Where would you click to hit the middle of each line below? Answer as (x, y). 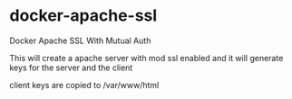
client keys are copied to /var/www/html (84, 85)
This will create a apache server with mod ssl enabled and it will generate (146, 58)
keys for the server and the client (71, 67)
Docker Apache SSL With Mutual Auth (80, 40)
